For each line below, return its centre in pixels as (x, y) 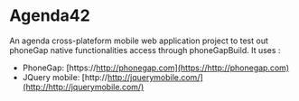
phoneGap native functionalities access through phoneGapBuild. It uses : (145, 50)
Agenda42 (50, 16)
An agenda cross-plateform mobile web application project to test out (139, 41)
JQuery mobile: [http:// (65, 77)
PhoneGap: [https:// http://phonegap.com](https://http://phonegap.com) (156, 68)
